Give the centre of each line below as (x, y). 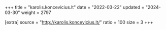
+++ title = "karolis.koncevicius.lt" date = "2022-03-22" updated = (75, 7)
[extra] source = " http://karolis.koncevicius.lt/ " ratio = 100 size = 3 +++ (79, 22)
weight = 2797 (36, 12)
